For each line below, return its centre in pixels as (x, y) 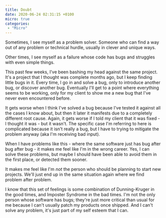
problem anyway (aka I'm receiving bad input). (53, 134)
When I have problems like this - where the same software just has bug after (83, 144)
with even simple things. (30, 62)
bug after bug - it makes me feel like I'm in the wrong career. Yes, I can (77, 149)
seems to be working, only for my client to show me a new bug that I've (78, 93)
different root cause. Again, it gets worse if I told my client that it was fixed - (83, 118)
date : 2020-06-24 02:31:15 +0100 (40, 14)
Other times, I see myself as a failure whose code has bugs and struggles (80, 57)
